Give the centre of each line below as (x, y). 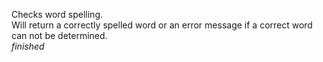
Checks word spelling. (57, 14)
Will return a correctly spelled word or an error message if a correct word (162, 25)
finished (28, 46)
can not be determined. (59, 35)
